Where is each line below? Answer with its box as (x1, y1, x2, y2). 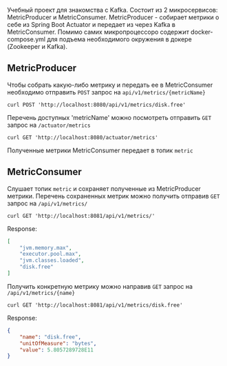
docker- (190, 28, 213, 36)
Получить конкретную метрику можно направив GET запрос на (7, 282, 193, 290)
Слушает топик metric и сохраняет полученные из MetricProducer (7, 184, 202, 192)
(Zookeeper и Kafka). (7, 43, 67, 50)
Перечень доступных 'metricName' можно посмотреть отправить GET (7, 113, 212, 121)
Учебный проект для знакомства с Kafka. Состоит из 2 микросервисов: (7, 6, 218, 14)
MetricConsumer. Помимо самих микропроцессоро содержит (7, 28, 189, 36)
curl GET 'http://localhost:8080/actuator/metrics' (7, 134, 158, 141)
